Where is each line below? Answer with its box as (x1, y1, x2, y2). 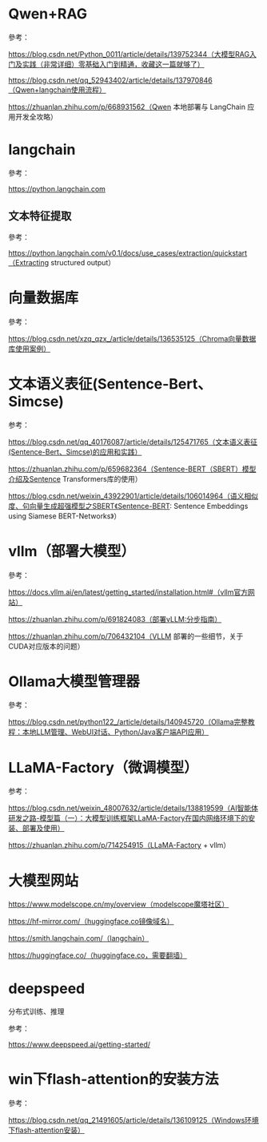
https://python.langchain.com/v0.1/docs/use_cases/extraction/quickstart (8, 248, 248, 257)
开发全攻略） (14, 111, 58, 121)
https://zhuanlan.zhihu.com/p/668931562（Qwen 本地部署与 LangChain (8, 102, 246, 111)
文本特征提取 (8, 209, 72, 223)
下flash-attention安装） (8, 1125, 86, 1135)
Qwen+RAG (8, 5, 88, 23)
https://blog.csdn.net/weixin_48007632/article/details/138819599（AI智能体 (8, 803, 258, 813)
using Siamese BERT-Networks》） (8, 510, 122, 521)
